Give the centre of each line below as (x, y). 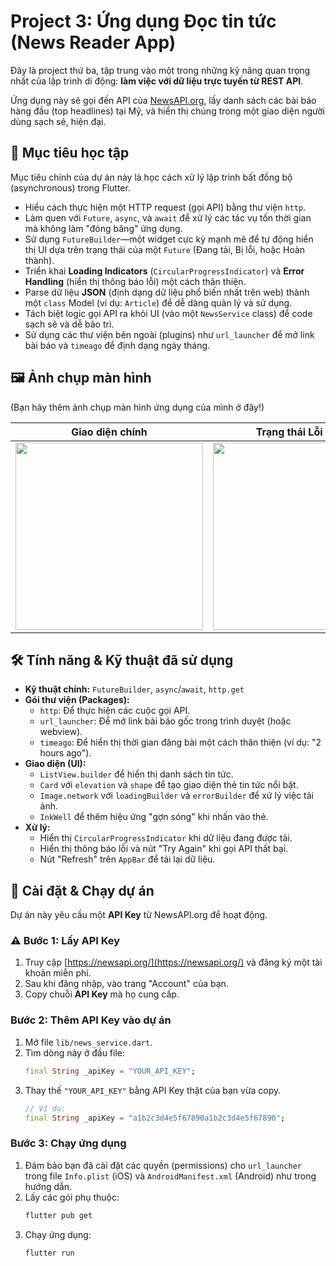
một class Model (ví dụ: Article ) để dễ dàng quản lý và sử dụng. (158, 302)
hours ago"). (65, 753)
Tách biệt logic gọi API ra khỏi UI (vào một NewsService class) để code (168, 313)
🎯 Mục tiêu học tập (70, 153)
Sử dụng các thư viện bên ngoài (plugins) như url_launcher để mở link (169, 334)
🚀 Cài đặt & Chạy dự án (82, 890)
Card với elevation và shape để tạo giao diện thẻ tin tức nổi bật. (169, 785)
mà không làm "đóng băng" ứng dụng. (103, 228)
